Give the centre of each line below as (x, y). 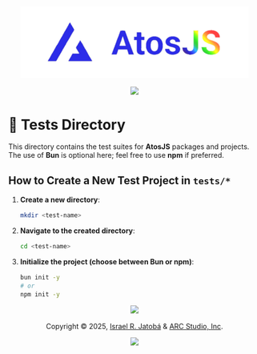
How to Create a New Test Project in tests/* (120, 181)
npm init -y (40, 294)
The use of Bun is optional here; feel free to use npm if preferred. (116, 155)
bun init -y (40, 277)
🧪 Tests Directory (67, 125)
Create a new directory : (60, 200)
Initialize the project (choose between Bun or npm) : (107, 261)
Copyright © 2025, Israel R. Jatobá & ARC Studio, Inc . (135, 326)
